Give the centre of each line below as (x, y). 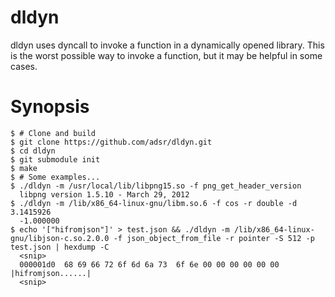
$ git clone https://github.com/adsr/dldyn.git (111, 142)
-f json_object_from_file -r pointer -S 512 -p (214, 238)
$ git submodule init (55, 159)
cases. (24, 66)
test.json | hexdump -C (60, 247)
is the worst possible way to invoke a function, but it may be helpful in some (166, 55)
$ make (24, 168)
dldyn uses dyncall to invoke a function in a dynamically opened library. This (167, 45)
